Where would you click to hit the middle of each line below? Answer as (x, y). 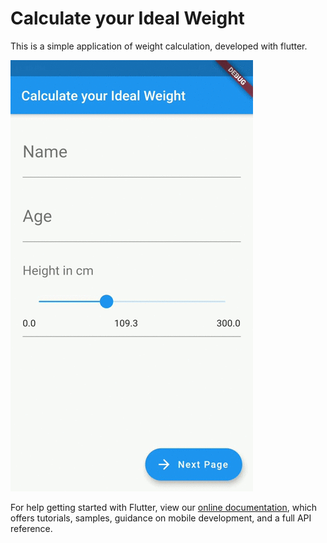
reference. (31, 528)
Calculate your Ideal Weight (127, 18)
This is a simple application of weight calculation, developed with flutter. (159, 46)
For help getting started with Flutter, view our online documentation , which (164, 507)
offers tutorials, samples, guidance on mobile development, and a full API (161, 518)
